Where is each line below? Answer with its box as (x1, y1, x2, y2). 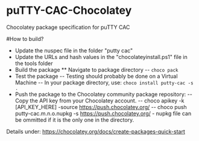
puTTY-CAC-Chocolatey (6, 4, 132, 17)
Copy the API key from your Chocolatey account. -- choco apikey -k (14, 97, 185, 104)
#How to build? (6, 35, 44, 42)
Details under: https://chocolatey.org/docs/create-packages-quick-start (6, 128, 185, 135)
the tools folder (14, 60, 53, 67)
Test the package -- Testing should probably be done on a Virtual (14, 72, 178, 80)
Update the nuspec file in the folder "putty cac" (14, 46, 133, 54)
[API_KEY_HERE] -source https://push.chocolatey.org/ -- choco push (14, 103, 187, 110)
